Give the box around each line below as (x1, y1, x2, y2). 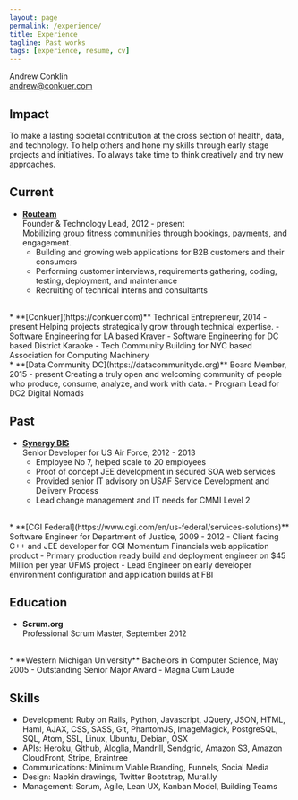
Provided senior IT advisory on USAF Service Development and (35, 476, 270, 486)
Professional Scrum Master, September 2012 (21, 628, 187, 639)
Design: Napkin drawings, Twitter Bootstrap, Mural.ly (21, 771, 217, 782)
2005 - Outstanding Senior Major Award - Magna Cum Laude (9, 665, 234, 675)
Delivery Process (35, 485, 99, 495)
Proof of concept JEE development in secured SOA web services (35, 466, 276, 477)
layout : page (9, 13, 58, 22)
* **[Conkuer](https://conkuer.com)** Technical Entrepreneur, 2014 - (9, 311, 268, 323)
